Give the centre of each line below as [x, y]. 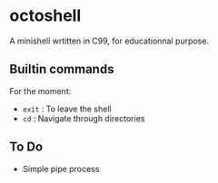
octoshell [45, 16]
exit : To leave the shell [67, 109]
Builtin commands [62, 69]
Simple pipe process [61, 169]
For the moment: [40, 91]
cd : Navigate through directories [84, 118]
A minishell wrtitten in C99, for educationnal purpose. [109, 41]
